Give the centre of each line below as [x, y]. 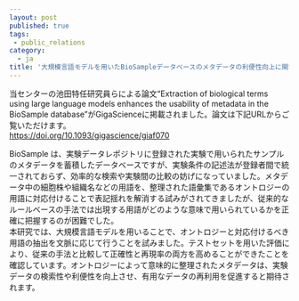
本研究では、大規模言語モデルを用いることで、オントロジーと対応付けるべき [149, 232]
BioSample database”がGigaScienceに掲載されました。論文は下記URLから [145, 114]
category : [28, 51]
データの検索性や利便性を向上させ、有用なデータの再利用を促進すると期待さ [149, 276]
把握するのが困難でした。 [71, 220]
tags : [19, 34]
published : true [39, 26]
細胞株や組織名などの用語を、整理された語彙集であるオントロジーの [165, 187]
